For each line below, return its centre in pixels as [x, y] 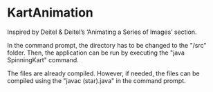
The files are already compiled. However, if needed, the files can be [103, 73]
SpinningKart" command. [43, 59]
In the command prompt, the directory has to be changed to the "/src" [107, 45]
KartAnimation [50, 13]
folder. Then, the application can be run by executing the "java [96, 53]
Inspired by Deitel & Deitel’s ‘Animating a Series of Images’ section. [102, 32]
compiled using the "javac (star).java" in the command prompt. [96, 80]
